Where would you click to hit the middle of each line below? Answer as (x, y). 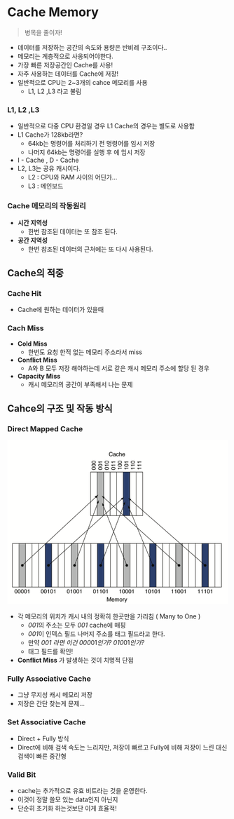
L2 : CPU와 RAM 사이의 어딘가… (73, 177)
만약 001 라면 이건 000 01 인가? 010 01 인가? (86, 643)
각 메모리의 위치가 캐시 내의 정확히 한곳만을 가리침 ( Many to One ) (109, 616)
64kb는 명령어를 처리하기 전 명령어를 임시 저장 (91, 144)
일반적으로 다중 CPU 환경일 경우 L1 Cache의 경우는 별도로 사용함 (106, 126)
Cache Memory (53, 12)
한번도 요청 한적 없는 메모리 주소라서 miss (85, 352)
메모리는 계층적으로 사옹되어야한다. (65, 56)
